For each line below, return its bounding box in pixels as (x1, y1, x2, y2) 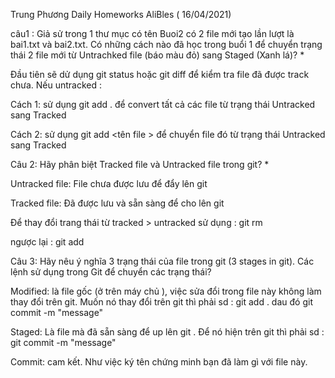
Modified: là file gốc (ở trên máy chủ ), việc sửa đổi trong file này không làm (10, 285, 322, 297)
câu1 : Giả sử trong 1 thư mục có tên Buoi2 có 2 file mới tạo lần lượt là (10, 28, 295, 39)
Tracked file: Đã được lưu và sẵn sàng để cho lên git (10, 197, 225, 209)
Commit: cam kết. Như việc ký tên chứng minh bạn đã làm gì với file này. (10, 356, 308, 368)
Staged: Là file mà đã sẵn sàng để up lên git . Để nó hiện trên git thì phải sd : (10, 326, 325, 338)
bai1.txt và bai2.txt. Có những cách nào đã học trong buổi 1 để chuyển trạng (10, 39, 323, 50)
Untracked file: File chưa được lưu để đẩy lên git (10, 178, 208, 189)
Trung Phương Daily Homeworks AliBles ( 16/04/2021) (10, 9, 232, 20)
